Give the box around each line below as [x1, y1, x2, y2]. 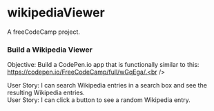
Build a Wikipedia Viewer [7, 45, 93, 54]
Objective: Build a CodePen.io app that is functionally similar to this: [7, 61, 200, 69]
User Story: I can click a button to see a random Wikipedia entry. [7, 96, 191, 104]
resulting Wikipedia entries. [7, 88, 85, 97]
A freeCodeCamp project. [7, 28, 81, 36]
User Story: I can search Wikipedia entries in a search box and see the [7, 81, 207, 90]
